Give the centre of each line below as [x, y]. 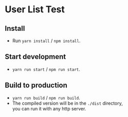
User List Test [35, 9]
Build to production [36, 85]
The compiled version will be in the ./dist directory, [67, 103]
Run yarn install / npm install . [46, 41]
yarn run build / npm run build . [46, 98]
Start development [35, 57]
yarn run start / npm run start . [46, 69]
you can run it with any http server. [49, 108]
